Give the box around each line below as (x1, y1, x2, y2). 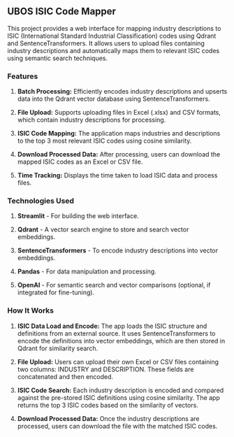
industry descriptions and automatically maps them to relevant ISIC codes (7, 46, 220, 55)
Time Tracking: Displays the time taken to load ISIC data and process (17, 171, 218, 180)
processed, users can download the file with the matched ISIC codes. (17, 422, 218, 430)
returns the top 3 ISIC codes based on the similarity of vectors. (17, 401, 199, 409)
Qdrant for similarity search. (17, 344, 98, 352)
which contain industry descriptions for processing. (17, 115, 166, 124)
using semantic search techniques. (7, 54, 108, 62)
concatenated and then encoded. (17, 372, 114, 380)
